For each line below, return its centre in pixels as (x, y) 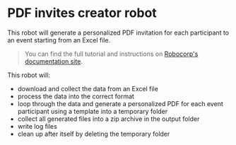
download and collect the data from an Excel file (88, 88)
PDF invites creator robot (82, 13)
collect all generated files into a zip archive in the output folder (108, 119)
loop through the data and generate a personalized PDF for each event (120, 103)
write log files (37, 126)
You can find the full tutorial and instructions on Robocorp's (111, 54)
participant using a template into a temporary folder (93, 111)
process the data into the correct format (76, 96)
